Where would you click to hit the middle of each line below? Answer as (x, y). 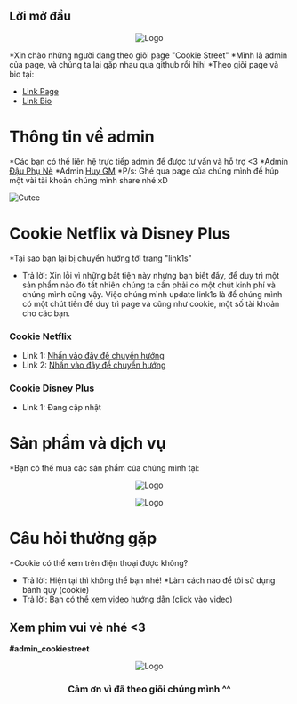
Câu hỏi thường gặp (83, 538)
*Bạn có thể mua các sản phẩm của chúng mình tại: (104, 468)
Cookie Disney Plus (52, 388)
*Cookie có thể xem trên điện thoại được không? (99, 563)
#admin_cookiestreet (49, 648)
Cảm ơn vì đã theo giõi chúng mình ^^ (149, 689)
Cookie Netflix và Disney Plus (120, 233)
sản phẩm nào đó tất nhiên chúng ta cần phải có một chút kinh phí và (148, 285)
